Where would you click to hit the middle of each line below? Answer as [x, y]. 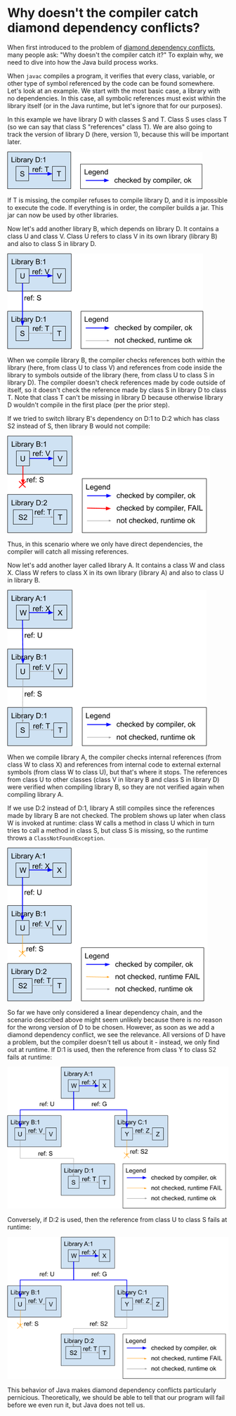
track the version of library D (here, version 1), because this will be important [118, 134]
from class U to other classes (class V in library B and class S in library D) [113, 779]
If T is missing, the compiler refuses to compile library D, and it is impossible [118, 200]
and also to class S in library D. [52, 243]
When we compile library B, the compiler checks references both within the [116, 360]
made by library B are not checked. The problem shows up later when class [117, 815]
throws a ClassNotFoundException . [56, 838]
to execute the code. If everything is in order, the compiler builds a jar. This [116, 207]
